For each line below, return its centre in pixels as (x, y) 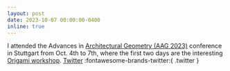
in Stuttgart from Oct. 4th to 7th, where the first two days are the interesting (115, 53)
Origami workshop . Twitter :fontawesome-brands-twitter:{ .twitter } (103, 61)
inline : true (26, 26)
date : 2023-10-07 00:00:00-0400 (54, 20)
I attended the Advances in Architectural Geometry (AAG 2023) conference (115, 46)
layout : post (26, 13)
